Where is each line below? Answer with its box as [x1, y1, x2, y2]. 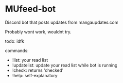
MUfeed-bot [5, 3, 56, 15]
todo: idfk [5, 38, 24, 44]
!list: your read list [12, 57, 48, 63]
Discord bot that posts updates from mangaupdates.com [5, 19, 119, 25]
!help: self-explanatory [12, 72, 58, 78]
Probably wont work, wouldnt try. [5, 29, 71, 34]
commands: [5, 48, 29, 53]
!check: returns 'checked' [12, 67, 64, 73]
